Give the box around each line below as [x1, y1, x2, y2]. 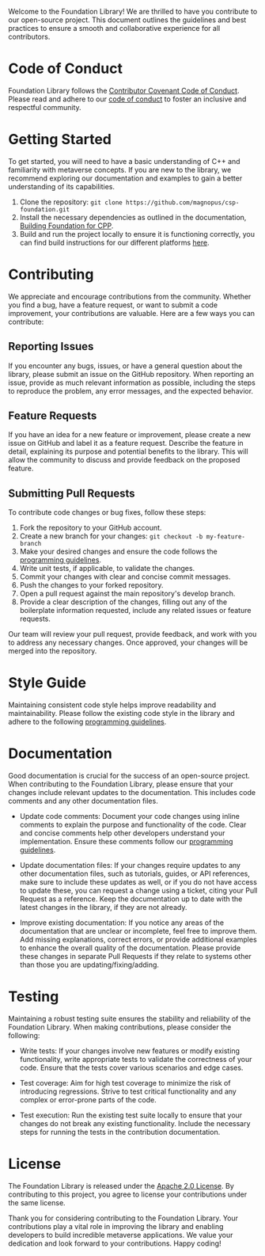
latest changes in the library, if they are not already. [19, 903, 187, 912]
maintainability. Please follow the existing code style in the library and [8, 709, 235, 718]
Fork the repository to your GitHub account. [19, 523, 162, 533]
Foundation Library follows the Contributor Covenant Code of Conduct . [8, 86, 240, 95]
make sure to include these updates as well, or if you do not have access [19, 877, 257, 887]
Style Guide [8, 674, 87, 692]
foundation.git [19, 205, 70, 213]
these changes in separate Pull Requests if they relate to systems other [19, 952, 252, 961]
